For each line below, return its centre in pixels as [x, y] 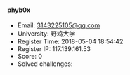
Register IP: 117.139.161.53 [54, 49]
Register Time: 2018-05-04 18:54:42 [70, 41]
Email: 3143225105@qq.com [59, 25]
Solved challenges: [45, 64]
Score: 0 [30, 57]
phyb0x [19, 10]
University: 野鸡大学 [46, 34]
